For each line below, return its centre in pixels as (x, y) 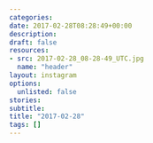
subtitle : (27, 108)
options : (25, 83)
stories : (25, 100)
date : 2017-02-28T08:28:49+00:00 (71, 26)
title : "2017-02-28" (47, 116)
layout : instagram (43, 75)
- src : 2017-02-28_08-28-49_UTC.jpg (76, 59)
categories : (31, 17)
